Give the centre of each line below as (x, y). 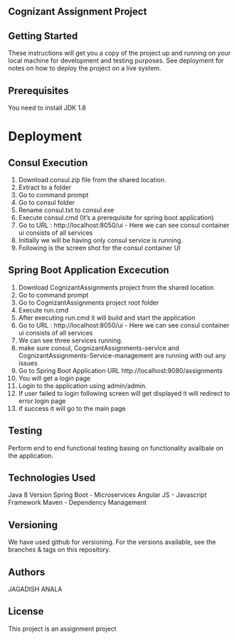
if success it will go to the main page (72, 408)
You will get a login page (54, 378)
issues (28, 363)
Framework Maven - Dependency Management (77, 503)
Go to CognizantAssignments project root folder (89, 303)
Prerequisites (38, 91)
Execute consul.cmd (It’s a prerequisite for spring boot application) (116, 218)
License (26, 612)
